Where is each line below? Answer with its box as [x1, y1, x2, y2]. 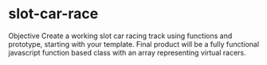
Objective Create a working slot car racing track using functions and [8, 31, 233, 40]
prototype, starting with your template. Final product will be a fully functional [8, 39, 260, 48]
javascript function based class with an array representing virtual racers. [8, 48, 247, 57]
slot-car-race [8, 5, 99, 23]
